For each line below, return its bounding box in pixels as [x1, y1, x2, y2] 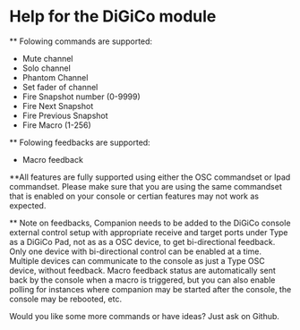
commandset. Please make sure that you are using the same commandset [9, 181, 282, 191]
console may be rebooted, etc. [9, 293, 123, 304]
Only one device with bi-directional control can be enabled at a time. [9, 246, 262, 257]
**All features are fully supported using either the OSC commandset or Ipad [9, 172, 291, 182]
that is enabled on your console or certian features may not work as [9, 190, 260, 201]
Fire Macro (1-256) [21, 119, 91, 131]
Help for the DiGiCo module [9, 6, 217, 27]
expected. [9, 199, 47, 211]
